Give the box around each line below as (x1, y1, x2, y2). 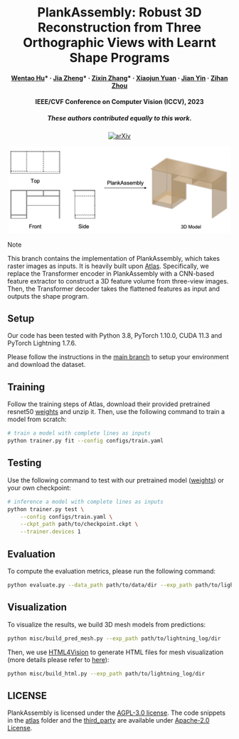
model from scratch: (7, 415, 67, 424)
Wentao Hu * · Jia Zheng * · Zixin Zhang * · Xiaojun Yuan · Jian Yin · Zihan (11, 73, 228, 82)
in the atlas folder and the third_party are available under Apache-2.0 (7, 716, 210, 725)
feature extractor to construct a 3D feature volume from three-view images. (7, 277, 229, 285)
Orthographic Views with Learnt (22, 35, 217, 51)
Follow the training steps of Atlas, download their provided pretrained (7, 400, 211, 408)
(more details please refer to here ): (7, 655, 110, 663)
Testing (7, 457, 42, 469)
